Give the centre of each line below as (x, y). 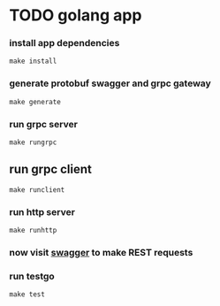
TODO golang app (76, 15)
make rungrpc (33, 142)
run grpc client (51, 169)
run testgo (32, 277)
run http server (42, 211)
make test (27, 295)
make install (33, 61)
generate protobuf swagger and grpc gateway (110, 83)
